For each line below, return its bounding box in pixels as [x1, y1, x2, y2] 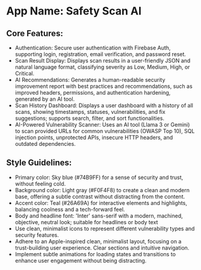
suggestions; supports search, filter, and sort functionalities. [14, 115, 164, 122]
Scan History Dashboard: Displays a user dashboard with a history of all [14, 102, 194, 109]
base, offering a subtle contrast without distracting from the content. [14, 193, 185, 200]
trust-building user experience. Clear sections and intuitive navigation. [14, 244, 190, 251]
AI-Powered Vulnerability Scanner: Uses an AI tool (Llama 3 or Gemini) [14, 121, 190, 128]
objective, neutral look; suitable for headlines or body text [14, 218, 158, 225]
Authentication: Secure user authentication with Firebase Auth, [14, 44, 171, 51]
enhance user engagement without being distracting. [14, 257, 147, 264]
